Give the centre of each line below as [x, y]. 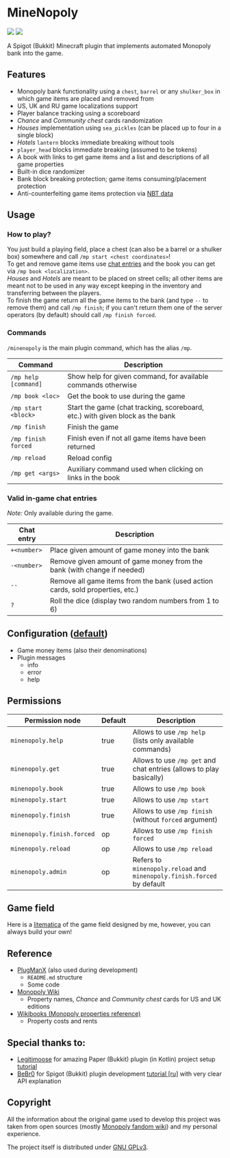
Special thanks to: [46, 1042]
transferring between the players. [54, 293]
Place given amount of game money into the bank [130, 551]
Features [26, 74]
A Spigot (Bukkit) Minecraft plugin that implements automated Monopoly [109, 45]
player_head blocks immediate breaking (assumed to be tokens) [107, 150]
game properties [40, 164]
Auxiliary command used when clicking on [135, 469]
